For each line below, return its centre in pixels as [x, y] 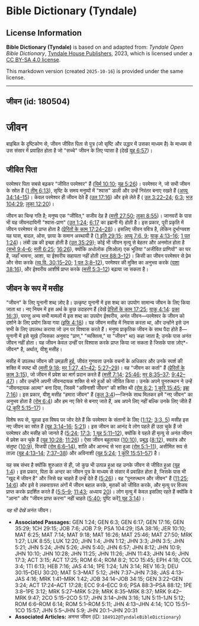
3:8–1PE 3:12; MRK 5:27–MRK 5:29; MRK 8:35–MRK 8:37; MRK [91, 591]
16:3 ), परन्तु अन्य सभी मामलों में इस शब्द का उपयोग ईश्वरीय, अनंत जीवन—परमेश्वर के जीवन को [95, 316]
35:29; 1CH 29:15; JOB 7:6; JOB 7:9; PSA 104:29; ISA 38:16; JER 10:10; [100, 528]
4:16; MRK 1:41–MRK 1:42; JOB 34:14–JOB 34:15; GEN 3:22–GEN [105, 579]
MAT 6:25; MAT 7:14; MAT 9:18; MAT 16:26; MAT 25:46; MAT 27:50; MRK [103, 535]
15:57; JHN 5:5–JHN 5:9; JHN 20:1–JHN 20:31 [82, 610]
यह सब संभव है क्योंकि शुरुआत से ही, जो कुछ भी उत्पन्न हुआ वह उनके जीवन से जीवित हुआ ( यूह [93, 465]
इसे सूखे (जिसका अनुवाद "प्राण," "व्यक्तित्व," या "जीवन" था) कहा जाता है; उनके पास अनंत [107, 336]
